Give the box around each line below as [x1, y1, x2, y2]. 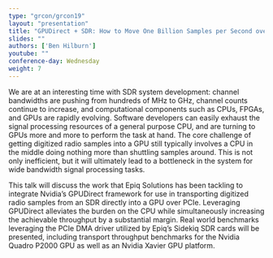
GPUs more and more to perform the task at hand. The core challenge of [8, 130, 252, 140]
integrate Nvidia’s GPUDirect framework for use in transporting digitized [8, 188, 249, 199]
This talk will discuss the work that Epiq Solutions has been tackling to [8, 180, 244, 190]
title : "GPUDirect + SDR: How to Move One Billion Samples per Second [8, 27, 253, 35]
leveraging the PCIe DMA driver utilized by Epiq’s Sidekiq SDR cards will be [8, 223, 260, 233]
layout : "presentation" [8, 19, 89, 28]
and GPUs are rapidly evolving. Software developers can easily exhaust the [8, 113, 261, 123]
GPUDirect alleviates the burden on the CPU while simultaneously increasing [8, 206, 265, 216]
